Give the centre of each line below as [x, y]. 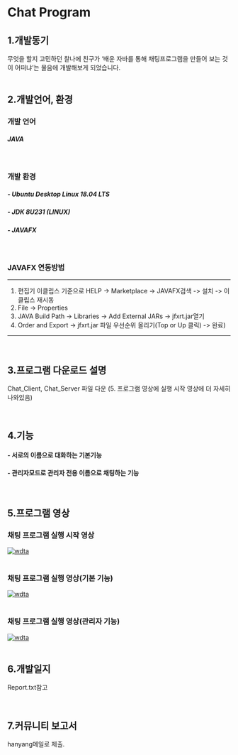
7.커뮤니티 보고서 [42, 726]
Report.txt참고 [28, 688]
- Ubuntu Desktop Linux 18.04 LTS [58, 194]
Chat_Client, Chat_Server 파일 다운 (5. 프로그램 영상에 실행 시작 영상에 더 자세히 [119, 389]
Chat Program [49, 12]
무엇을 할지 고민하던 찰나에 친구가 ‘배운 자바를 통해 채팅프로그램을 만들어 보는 [114, 59]
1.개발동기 [28, 40]
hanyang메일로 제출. [36, 744]
